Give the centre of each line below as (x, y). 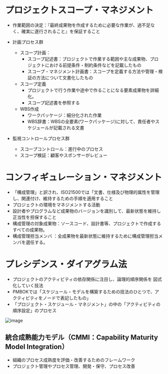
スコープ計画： (35, 53)
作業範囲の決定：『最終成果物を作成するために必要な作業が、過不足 (81, 25)
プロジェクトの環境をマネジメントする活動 (56, 205)
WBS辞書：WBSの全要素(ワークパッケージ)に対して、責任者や (91, 121)
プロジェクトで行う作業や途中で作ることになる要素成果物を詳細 (93, 90)
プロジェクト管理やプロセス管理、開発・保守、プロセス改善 (74, 366)
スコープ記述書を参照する (53, 103)
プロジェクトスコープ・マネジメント (79, 10)
